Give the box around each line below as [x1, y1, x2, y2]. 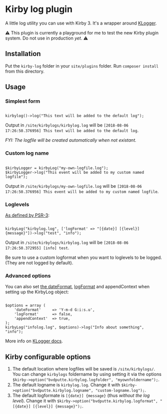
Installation [5, 50, 41, 58]
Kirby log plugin [5, 4, 72, 15]
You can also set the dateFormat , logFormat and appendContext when [5, 284, 150, 290]
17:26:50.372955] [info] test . [5, 245, 69, 251]
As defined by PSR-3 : [5, 212, 50, 218]
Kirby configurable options [5, 352, 91, 361]
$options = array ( [5, 303, 46, 308]
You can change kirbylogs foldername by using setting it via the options [12, 371, 161, 377]
